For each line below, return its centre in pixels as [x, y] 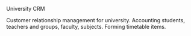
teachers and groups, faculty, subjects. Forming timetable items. [86, 27]
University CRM [26, 9]
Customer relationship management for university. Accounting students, [95, 20]
